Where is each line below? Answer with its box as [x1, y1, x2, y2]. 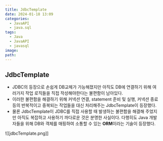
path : [5, 52, 16, 58]
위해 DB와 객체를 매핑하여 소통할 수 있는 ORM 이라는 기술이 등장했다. [25, 121, 156, 127]
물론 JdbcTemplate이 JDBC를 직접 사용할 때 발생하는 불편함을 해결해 [12, 108, 145, 115]
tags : [5, 30, 16, 35]
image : [5, 48, 19, 53]
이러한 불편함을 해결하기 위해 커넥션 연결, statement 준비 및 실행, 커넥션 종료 [12, 96, 159, 102]
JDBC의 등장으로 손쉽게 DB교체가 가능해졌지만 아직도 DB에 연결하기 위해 [12, 84, 152, 90]
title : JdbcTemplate [5, 7, 47, 12]
